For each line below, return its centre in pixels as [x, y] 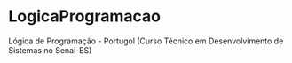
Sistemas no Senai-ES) [50, 50]
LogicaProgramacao [85, 16]
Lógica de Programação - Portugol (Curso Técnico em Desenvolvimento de [146, 41]
